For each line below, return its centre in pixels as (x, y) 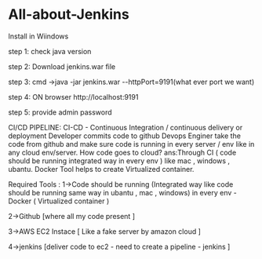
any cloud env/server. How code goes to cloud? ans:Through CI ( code (122, 152)
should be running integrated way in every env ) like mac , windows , (119, 161)
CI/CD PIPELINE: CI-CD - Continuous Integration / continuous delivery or (126, 127)
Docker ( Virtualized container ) (59, 201)
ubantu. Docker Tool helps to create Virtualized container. (101, 169)
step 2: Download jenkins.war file (62, 66)
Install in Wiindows (38, 36)
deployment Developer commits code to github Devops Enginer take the (125, 136)
